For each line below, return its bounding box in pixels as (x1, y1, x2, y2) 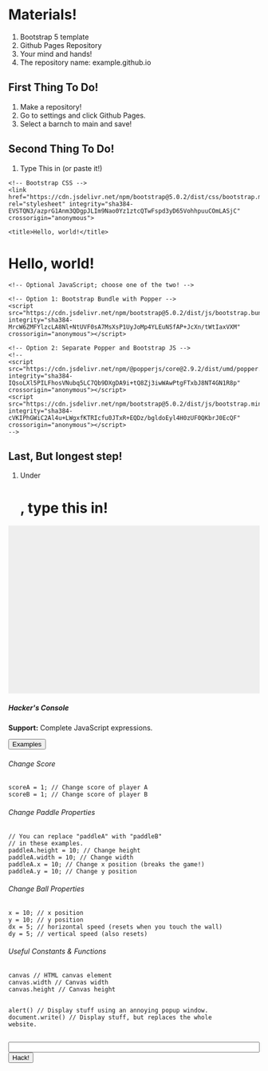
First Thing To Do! (8, 81, 99, 94)
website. (8, 1021, 37, 1029)
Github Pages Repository (19, 40, 102, 50)
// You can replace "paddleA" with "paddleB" (8, 832, 162, 841)
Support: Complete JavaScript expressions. (8, 723, 153, 733)
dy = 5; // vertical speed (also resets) (8, 929, 148, 937)
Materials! (8, 6, 77, 24)
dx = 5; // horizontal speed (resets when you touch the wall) (8, 922, 223, 931)
